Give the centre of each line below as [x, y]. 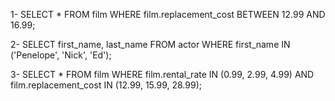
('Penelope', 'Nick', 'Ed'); [61, 55]
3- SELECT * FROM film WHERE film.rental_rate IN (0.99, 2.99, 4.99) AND [162, 74]
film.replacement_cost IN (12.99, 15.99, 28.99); [106, 85]
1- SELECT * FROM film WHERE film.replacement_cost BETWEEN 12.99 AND [168, 14]
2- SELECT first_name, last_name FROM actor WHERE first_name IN [150, 44]
